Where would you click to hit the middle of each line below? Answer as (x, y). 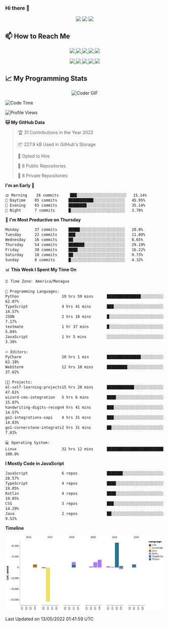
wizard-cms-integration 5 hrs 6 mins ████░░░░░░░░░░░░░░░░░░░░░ (84, 397)
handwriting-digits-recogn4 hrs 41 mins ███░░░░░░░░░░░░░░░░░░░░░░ (84, 407)
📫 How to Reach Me (38, 36)
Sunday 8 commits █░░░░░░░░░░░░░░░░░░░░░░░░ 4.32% (74, 260)
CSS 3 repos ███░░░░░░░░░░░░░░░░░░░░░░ (84, 503)
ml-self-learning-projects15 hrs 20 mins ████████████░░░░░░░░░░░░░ (84, 387)
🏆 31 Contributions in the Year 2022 (55, 132)
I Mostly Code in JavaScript (35, 463)
